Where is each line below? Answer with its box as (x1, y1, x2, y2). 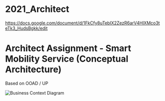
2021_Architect (5, 3, 69, 15)
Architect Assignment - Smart (5, 43, 131, 54)
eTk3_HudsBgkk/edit (5, 25, 48, 31)
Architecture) (5, 64, 62, 75)
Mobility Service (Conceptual (5, 53, 129, 65)
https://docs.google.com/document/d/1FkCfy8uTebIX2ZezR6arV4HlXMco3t (5, 20, 160, 26)
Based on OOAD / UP (5, 80, 49, 86)
